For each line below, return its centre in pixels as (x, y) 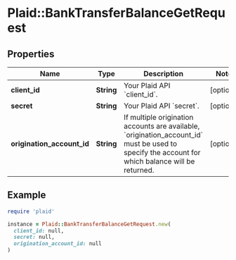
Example (27, 195)
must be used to (151, 144)
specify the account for (162, 153)
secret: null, (34, 237)
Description (164, 74)
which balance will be (159, 161)
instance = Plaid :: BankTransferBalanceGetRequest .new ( (89, 224)
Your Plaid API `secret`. (162, 106)
